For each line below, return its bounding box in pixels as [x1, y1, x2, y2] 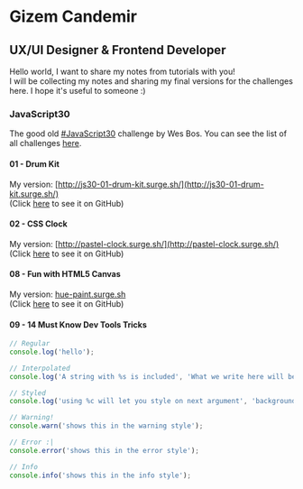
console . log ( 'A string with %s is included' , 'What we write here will [9, 372, 284, 381]
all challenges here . [9, 138, 82, 149]
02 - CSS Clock [9, 218, 68, 229]
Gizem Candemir [9, 6, 138, 27]
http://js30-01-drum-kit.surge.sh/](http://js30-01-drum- [58, 179, 264, 189]
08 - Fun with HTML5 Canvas [9, 269, 122, 280]
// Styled [9, 388, 47, 398]
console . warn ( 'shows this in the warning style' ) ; [9, 421, 204, 430]
